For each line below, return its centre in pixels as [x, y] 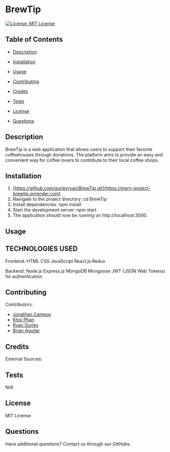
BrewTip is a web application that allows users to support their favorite [79, 149]
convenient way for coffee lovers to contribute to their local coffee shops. [82, 160]
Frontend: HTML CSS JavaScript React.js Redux [55, 261]
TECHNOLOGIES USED [41, 249]
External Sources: [24, 359]
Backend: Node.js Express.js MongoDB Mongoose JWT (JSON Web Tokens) [85, 271]
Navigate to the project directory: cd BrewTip [60, 199]
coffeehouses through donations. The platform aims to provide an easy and [84, 154]
